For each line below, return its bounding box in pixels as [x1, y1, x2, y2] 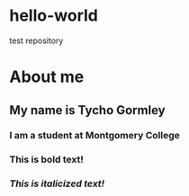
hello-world [9, 5, 99, 26]
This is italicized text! [9, 177, 105, 190]
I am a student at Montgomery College [9, 129, 180, 142]
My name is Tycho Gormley [9, 102, 166, 118]
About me [9, 67, 85, 87]
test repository [9, 35, 64, 46]
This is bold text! [9, 154, 84, 166]
